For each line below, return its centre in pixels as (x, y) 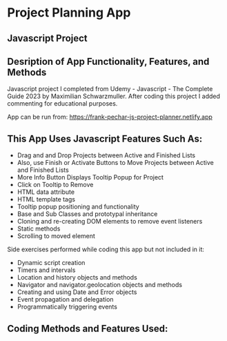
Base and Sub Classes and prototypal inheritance (87, 214)
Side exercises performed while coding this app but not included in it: (106, 249)
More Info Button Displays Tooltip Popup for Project (90, 177)
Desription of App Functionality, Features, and (108, 61)
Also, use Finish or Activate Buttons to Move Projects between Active (115, 163)
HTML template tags (46, 199)
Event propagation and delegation (65, 300)
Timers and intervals (46, 270)
